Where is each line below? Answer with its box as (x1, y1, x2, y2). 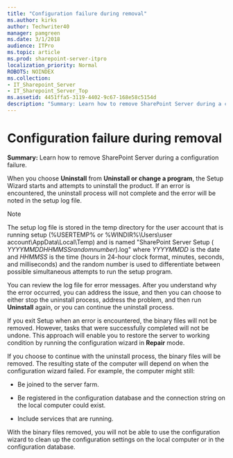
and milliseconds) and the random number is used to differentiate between (7, 260, 221, 268)
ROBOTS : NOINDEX (7, 68, 54, 75)
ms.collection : (7, 74, 51, 82)
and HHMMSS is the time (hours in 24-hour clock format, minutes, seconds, (7, 253, 224, 261)
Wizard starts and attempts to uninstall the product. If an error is (7, 181, 191, 189)
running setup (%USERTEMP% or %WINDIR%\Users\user (7, 230, 173, 239)
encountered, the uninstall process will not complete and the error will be (7, 189, 216, 197)
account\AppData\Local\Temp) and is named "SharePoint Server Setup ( (7, 237, 214, 246)
